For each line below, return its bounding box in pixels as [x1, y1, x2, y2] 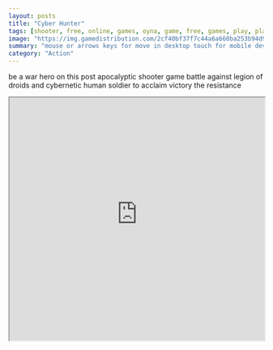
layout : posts [8, 11, 57, 20]
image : [8, 34, 31, 43]
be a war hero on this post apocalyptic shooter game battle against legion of [8, 72, 263, 81]
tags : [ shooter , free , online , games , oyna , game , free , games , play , [8, 27, 252, 35]
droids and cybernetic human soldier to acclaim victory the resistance [8, 80, 241, 90]
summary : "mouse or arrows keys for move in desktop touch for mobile [8, 42, 252, 50]
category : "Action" [8, 49, 75, 58]
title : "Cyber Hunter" [8, 19, 85, 28]
